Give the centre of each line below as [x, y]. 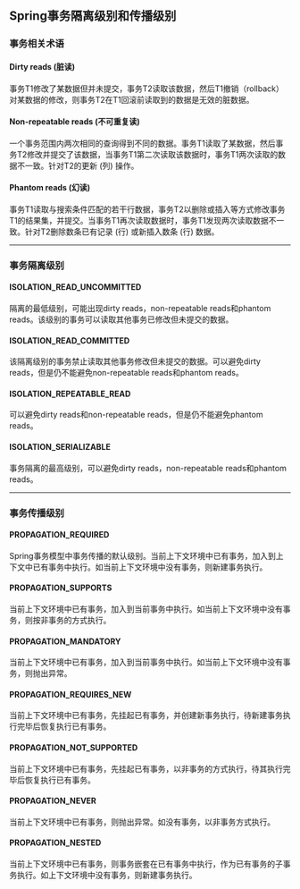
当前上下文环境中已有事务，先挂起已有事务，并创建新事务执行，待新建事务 [146, 715]
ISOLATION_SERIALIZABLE [60, 447]
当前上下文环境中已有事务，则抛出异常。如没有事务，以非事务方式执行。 [142, 822]
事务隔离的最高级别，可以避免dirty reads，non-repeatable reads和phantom [148, 468]
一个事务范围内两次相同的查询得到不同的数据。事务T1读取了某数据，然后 [142, 143]
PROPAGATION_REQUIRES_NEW [71, 694]
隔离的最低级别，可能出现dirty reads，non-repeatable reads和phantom [140, 309]
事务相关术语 [37, 44]
